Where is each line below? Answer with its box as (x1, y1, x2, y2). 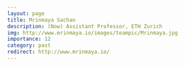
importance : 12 (7, 36, 51, 43)
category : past (7, 42, 51, 49)
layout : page (7, 10, 45, 17)
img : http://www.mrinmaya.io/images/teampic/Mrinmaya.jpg (7, 29, 178, 36)
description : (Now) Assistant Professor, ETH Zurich (7, 23, 163, 30)
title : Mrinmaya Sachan (7, 16, 76, 23)
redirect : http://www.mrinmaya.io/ (7, 49, 110, 56)
